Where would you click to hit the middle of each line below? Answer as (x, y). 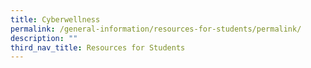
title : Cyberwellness (55, 19)
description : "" (44, 38)
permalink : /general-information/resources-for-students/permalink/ (156, 29)
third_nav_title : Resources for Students (98, 47)
